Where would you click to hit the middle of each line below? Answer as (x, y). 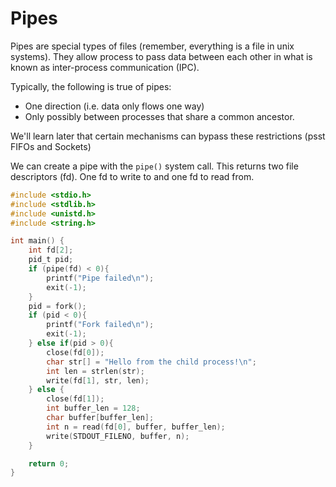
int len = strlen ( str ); (95, 371)
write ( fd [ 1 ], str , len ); (98, 380)
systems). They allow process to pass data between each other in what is (161, 56)
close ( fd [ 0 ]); (75, 352)
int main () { (37, 241)
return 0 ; (49, 463)
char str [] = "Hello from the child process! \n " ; (151, 362)
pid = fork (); (57, 306)
